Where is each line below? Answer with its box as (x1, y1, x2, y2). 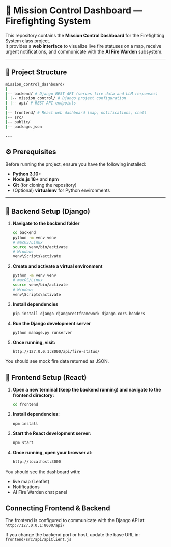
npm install (12, 421, 38, 426)
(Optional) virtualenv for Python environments (12, 187, 110, 193)
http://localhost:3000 (12, 459, 61, 464)
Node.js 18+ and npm (12, 176, 59, 183)
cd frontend (12, 402, 38, 407)
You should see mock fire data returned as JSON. (5, 358, 109, 364)
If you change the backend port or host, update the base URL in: (5, 532, 140, 538)
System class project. (5, 38, 51, 44)
